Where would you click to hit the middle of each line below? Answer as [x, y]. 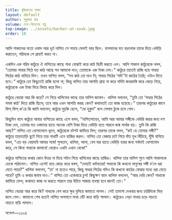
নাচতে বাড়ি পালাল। [20, 203]
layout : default [23, 15]
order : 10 [16, 34]
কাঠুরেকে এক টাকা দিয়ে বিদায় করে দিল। [34, 87]
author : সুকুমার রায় [22, 19]
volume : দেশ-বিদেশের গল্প [26, 24]
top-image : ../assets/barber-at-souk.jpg [50, 29]
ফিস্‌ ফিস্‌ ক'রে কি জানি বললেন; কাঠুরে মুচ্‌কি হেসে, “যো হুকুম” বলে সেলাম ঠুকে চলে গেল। [71, 109]
